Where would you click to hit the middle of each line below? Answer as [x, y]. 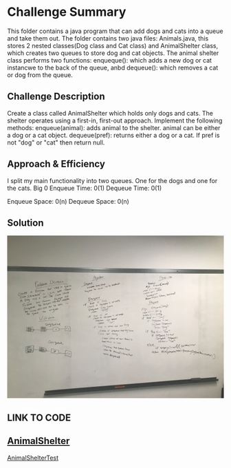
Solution [25, 223]
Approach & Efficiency [56, 164]
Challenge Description [56, 97]
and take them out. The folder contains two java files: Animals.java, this [108, 38]
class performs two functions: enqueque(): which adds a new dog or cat [109, 60]
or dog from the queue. [40, 75]
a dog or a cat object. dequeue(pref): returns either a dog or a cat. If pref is [113, 135]
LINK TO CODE [39, 417]
